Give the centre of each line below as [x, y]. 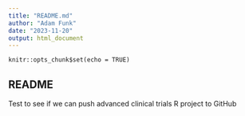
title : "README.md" [41, 16]
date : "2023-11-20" [41, 30]
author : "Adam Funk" [43, 23]
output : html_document [46, 38]
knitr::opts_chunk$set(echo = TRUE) [69, 60]
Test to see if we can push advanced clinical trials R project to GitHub [122, 104]
